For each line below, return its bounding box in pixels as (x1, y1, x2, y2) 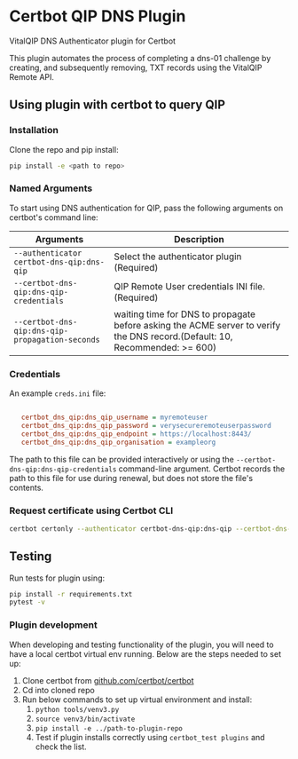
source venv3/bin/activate (35, 715, 136, 723)
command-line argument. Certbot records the (118, 463, 286, 474)
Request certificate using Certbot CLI (9, 504, 174, 517)
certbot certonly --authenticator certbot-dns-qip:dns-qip (9, 524, 232, 534)
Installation (9, 124, 59, 137)
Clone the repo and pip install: (9, 144, 119, 154)
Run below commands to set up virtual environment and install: (21, 694, 253, 705)
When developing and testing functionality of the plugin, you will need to (9, 639, 274, 650)
